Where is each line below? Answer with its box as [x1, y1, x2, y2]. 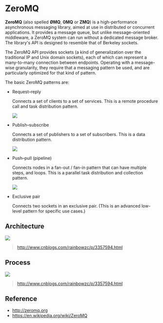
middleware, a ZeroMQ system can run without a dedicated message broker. [5, 35, 159, 40]
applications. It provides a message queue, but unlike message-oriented [5, 29, 150, 35]
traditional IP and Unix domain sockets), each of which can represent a [5, 54, 147, 60]
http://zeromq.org [12, 307, 48, 313]
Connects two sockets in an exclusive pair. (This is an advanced [12, 203, 141, 209]
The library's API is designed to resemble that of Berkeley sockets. [5, 39, 139, 45]
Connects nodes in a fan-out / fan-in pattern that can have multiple [12, 164, 147, 171]
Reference [5, 294, 37, 303]
